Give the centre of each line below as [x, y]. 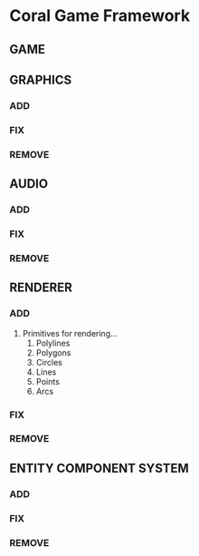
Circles [49, 362]
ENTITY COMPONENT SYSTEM [99, 468]
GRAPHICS [41, 79]
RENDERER [41, 288]
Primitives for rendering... [70, 333]
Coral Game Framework [100, 16]
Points [48, 381]
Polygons [53, 352]
